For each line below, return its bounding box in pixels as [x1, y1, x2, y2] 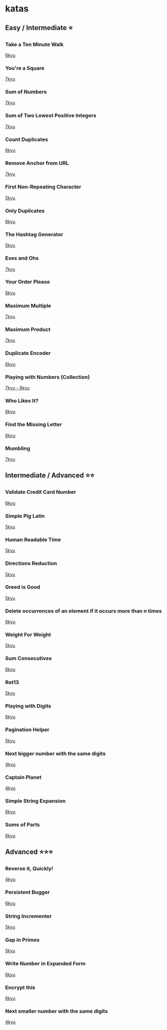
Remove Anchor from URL [5, 159, 69, 166]
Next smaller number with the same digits [5, 1008, 108, 1015]
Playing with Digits [5, 702, 51, 709]
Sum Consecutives [5, 655, 52, 662]
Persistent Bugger [5, 889, 50, 896]
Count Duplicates [5, 136, 48, 143]
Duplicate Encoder [5, 350, 51, 357]
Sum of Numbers [5, 88, 47, 95]
